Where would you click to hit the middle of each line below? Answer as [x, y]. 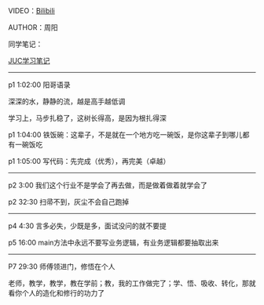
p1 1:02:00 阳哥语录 [39, 85]
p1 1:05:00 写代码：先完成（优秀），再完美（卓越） [89, 161]
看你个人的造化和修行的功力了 [56, 293]
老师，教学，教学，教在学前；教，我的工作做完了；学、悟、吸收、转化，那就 [132, 283]
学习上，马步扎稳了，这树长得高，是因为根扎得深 [87, 118]
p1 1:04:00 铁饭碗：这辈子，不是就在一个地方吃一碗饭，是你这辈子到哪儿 [125, 134]
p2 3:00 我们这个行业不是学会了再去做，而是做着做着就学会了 [108, 185]
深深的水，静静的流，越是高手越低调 [67, 101]
